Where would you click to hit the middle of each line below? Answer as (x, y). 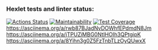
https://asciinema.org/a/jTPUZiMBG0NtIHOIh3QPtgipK (74, 35)
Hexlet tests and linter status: (50, 9)
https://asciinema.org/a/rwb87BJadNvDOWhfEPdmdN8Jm (79, 28)
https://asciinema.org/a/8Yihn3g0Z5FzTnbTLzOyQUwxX (76, 41)
